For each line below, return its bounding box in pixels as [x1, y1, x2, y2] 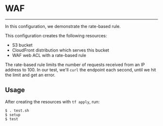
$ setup [5, 112, 21, 117]
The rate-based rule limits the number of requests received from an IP [5, 61, 145, 68]
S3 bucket [12, 42, 33, 48]
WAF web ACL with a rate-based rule [12, 52, 86, 58]
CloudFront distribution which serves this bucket [12, 47, 109, 53]
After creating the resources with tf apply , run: [5, 98, 100, 104]
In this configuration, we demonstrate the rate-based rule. [5, 23, 121, 29]
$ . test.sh [5, 108, 29, 113]
